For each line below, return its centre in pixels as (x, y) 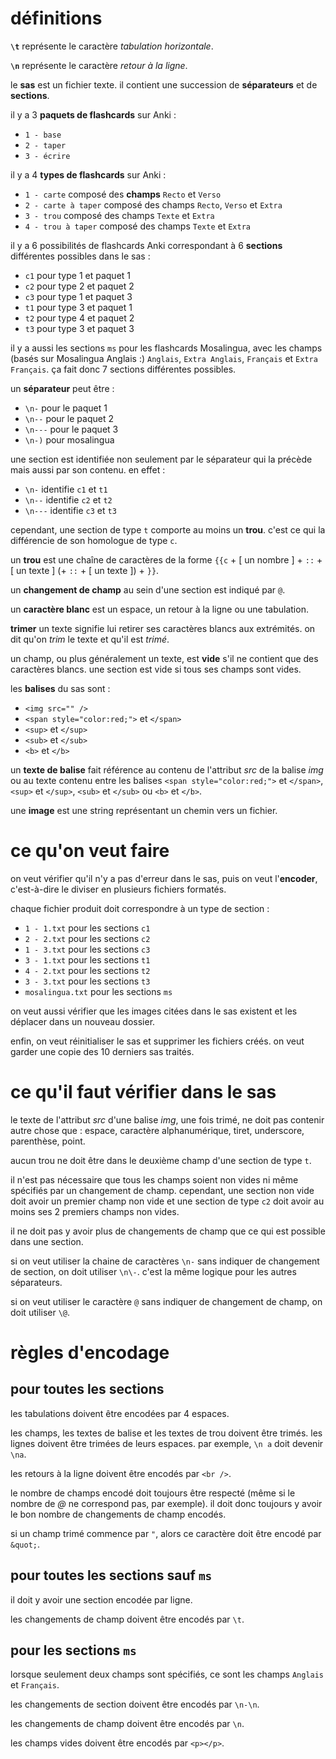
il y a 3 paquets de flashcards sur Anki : (93, 114)
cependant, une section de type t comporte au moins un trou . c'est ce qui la (168, 529)
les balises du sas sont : (60, 688)
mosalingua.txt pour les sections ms (98, 991)
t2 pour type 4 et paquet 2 (79, 318)
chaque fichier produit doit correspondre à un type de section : (140, 908)
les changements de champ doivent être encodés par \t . (127, 1619)
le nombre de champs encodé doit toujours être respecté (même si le (153, 1493)
